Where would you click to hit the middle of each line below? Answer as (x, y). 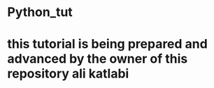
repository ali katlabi (68, 74)
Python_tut (40, 12)
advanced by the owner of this (98, 59)
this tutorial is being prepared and (107, 44)
